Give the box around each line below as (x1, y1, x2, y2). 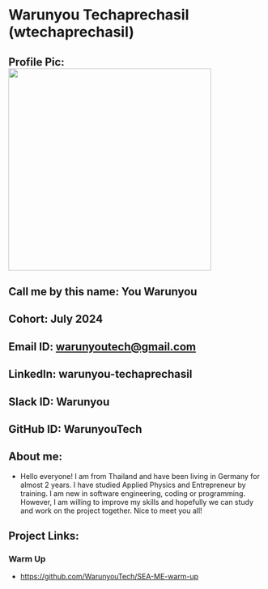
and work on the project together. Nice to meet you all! (19, 506, 202, 515)
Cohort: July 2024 (8, 312, 104, 326)
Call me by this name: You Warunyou (8, 285, 198, 299)
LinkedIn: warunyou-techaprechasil (8, 367, 193, 381)
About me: (8, 450, 63, 464)
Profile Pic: (8, 55, 65, 69)
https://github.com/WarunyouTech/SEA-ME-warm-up (19, 572, 199, 582)
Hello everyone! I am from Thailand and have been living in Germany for (19, 471, 261, 481)
